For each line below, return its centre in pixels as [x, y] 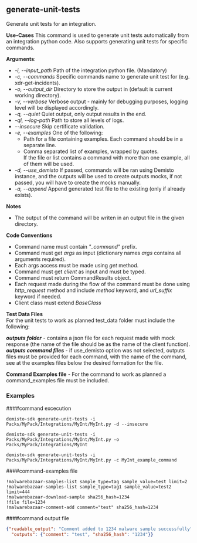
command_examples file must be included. [58, 380]
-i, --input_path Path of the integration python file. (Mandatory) [91, 70]
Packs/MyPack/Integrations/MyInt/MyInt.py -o [62, 440]
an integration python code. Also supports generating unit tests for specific [97, 41]
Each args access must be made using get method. [77, 265]
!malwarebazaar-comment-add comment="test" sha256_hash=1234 [82, 508]
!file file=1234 [26, 503]
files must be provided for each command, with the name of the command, [96, 357]
